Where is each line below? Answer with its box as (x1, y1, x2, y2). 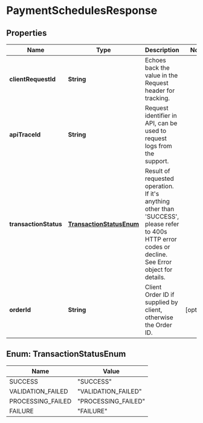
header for (144, 86, 175, 95)
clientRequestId (9, 75, 56, 83)
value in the (144, 71, 178, 80)
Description (144, 46, 179, 54)
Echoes (144, 56, 166, 64)
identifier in (144, 112, 177, 120)
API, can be (144, 119, 178, 127)
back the (144, 64, 170, 72)
